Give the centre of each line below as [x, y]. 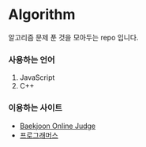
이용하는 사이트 [36, 108]
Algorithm [42, 15]
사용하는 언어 [32, 59]
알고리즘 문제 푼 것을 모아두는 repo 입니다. [73, 37]
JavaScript [37, 77]
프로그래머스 [39, 135]
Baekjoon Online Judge [58, 126]
